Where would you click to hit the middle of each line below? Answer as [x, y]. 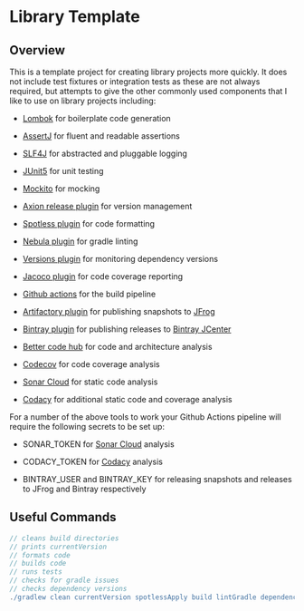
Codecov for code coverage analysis [91, 364]
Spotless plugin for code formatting [89, 223]
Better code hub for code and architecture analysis [117, 347]
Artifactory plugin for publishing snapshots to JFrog [119, 311]
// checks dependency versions [68, 589]
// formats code [40, 555]
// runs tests [36, 572]
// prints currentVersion [58, 547]
